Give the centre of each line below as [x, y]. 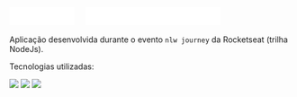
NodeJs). [27, 49]
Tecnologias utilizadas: [52, 66]
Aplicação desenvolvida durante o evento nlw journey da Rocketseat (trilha [148, 40]
